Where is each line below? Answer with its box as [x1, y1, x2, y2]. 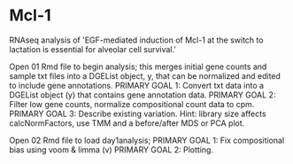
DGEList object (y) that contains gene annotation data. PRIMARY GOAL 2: [9, 90, 276, 100]
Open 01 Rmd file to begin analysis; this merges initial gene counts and [9, 61, 267, 72]
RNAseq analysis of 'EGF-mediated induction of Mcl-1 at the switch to [9, 35, 264, 45]
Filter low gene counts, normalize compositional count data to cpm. [9, 98, 255, 109]
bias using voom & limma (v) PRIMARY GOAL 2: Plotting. [9, 144, 214, 155]
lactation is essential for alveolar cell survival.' [9, 43, 177, 54]
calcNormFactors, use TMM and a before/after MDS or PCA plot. [9, 117, 245, 129]
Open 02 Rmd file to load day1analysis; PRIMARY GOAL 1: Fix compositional [9, 135, 285, 145]
